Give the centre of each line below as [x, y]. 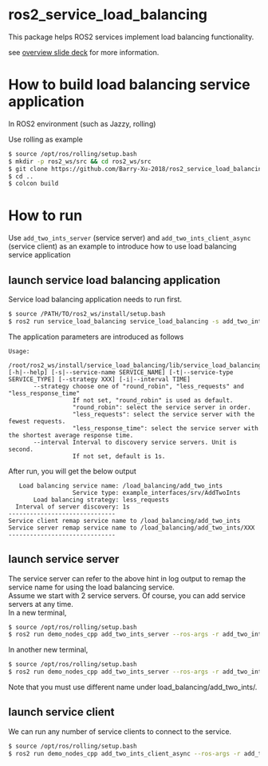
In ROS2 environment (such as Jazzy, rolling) [82, 124]
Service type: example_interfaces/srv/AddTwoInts [156, 493]
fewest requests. [37, 421]
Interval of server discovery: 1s [73, 507]
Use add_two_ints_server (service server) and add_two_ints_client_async [130, 238]
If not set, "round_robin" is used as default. [153, 400]
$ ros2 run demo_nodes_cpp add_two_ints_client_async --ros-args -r [124, 753]
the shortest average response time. [71, 435]
